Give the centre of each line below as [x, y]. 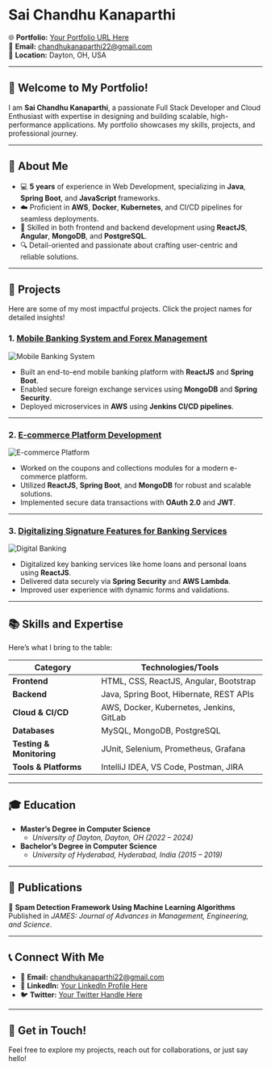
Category [53, 667]
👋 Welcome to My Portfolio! [78, 88]
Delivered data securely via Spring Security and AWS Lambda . [125, 582]
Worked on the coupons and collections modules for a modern [124, 467]
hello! [17, 1059]
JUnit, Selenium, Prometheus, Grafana [173, 749]
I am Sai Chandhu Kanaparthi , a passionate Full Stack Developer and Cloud [134, 108]
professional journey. [43, 133]
